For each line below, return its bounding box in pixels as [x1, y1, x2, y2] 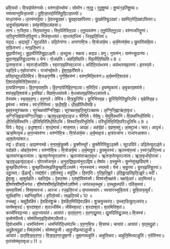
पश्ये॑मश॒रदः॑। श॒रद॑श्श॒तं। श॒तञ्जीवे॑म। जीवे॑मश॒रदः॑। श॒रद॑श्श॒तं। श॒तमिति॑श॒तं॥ [6, 204, 125, 210]
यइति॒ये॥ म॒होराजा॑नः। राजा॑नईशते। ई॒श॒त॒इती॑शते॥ [6, 67, 83, 73]
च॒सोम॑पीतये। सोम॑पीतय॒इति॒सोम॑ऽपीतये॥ [6, 216, 67, 221]
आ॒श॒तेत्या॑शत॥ [6, 136, 29, 142]
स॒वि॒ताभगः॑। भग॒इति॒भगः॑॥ [6, 45, 45, 51]
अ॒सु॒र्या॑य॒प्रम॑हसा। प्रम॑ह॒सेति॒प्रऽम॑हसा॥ [6, 22, 61, 28]
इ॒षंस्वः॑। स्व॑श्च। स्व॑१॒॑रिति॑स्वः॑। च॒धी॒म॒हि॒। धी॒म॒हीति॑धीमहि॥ [6, 102, 96, 107]
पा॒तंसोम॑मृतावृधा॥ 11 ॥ [6, 238, 42, 244]
